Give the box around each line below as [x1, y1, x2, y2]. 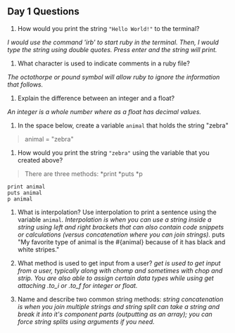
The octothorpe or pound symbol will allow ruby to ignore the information [7, 73, 220, 81]
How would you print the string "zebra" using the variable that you [17, 148, 210, 157]
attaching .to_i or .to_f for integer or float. [17, 281, 138, 289]
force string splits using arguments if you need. [17, 317, 155, 326]
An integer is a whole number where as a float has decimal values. [7, 107, 202, 115]
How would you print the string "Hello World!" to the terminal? [17, 24, 200, 32]
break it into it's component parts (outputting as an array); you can [17, 310, 212, 318]
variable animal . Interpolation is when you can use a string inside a [17, 215, 212, 224]
